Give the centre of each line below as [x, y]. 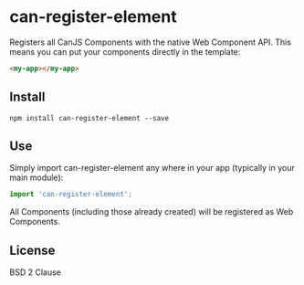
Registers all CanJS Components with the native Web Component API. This [151, 42]
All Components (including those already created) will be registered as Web [152, 212]
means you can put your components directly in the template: [125, 51]
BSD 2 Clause [35, 272]
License [32, 250]
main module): [37, 178]
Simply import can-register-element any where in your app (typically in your [152, 168]
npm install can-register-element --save [89, 118]
